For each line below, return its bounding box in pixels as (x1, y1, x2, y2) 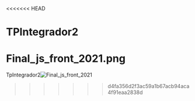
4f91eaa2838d (107, 89, 143, 96)
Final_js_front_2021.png (6, 52, 126, 65)
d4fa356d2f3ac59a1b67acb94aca (107, 83, 190, 90)
